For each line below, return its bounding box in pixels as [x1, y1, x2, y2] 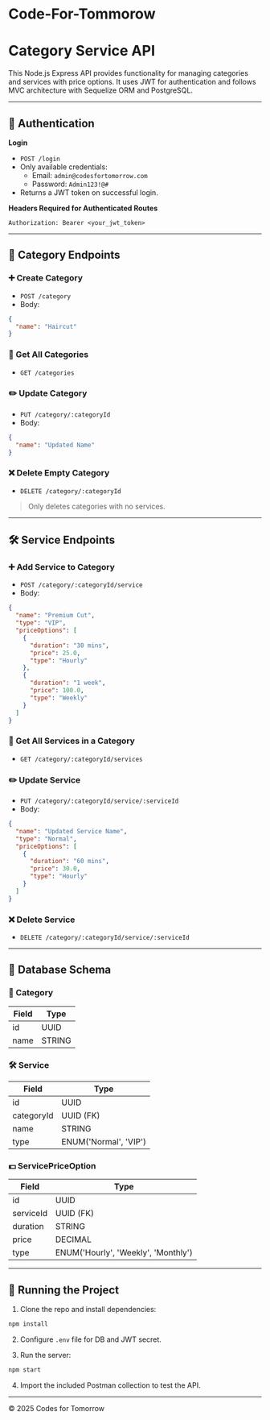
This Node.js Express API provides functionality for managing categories [8, 69, 249, 78]
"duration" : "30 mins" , [29, 641, 110, 650]
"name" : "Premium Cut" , [15, 612, 95, 620]
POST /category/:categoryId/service [19, 581, 143, 589]
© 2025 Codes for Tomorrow [8, 1403, 105, 1413]
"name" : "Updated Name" [15, 441, 95, 449]
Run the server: [19, 1350, 72, 1360]
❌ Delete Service [8, 914, 76, 925]
